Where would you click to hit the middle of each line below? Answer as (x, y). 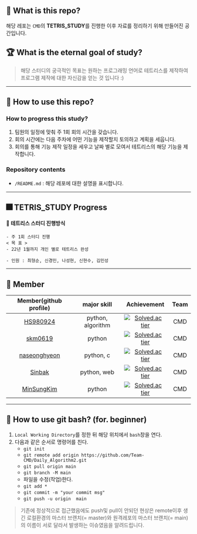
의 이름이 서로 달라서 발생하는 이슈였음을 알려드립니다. (82, 525)
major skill (97, 304)
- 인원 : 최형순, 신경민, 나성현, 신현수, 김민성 (57, 261)
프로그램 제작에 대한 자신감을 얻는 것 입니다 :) (72, 77)
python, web (97, 372)
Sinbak (40, 372)
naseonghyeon (40, 355)
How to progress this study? (47, 118)
